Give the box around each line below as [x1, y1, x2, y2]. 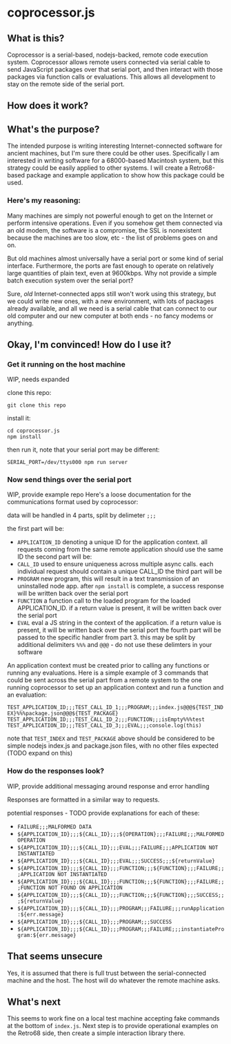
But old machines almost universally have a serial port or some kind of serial [7, 254, 224, 262]
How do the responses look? [7, 766, 105, 776]
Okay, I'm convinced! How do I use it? [7, 338, 172, 350]
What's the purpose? [7, 123, 100, 135]
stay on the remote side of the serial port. [7, 80, 125, 88]
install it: [7, 414, 31, 423]
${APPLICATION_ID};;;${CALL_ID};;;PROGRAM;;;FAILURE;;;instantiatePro [17, 925, 225, 933]
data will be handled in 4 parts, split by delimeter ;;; [7, 511, 157, 519]
